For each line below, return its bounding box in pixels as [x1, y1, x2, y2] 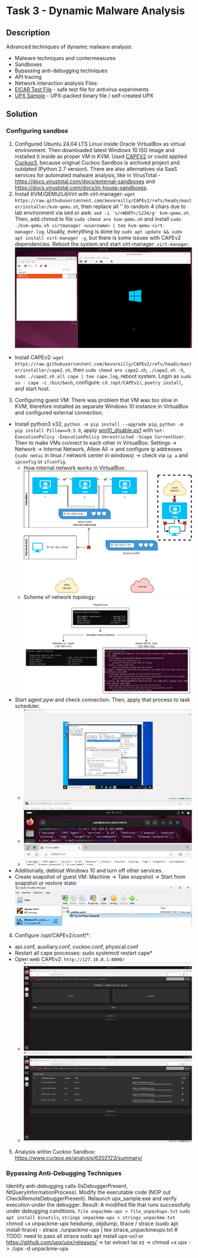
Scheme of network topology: [23, 593, 96, 600]
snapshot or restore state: [14, 879, 78, 886]
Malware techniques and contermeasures [14, 55, 116, 61]
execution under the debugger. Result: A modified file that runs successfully [6, 1201, 191, 1209]
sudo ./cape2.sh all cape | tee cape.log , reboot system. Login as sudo [14, 373, 192, 380]
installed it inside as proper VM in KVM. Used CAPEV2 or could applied [14, 153, 187, 160]
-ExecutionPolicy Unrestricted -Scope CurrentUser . [57, 433, 186, 440]
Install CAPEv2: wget [14, 354, 64, 361]
